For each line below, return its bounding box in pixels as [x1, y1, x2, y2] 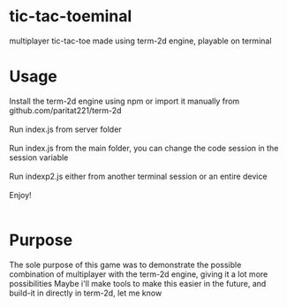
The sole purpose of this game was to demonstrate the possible [9, 259, 242, 270]
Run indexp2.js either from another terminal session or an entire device [9, 171, 268, 181]
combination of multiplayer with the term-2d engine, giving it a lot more [9, 268, 268, 280]
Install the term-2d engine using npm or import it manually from [9, 96, 240, 106]
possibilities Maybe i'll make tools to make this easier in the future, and [9, 278, 267, 288]
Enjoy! [9, 189, 33, 200]
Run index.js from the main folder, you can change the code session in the [9, 142, 279, 153]
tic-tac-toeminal [9, 6, 132, 27]
